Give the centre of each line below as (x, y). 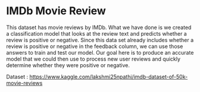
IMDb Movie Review (56, 11)
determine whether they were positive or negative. (68, 65)
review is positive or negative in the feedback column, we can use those (95, 46)
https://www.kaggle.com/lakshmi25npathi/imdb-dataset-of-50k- (109, 77)
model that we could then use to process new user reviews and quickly (93, 59)
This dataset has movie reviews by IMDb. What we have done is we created (99, 27)
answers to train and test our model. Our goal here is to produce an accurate (100, 52)
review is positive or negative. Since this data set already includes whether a (100, 40)
